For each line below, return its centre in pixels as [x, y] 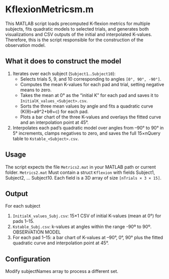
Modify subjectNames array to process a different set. [62, 271]
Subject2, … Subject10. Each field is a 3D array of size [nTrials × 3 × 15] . [83, 177]
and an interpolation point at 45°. [54, 122]
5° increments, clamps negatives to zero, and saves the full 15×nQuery [87, 133]
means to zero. [36, 90]
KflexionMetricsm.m [49, 9]
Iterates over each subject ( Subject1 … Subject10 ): [64, 73]
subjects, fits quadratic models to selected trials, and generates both [77, 29]
